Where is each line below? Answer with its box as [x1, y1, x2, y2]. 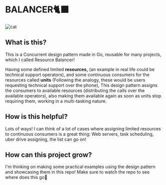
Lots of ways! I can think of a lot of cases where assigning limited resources [5, 125, 161, 132]
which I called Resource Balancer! [5, 57, 75, 63]
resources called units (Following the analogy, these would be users [5, 77, 146, 83]
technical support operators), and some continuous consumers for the [5, 72, 150, 78]
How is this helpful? [5, 112, 68, 121]
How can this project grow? [5, 150, 92, 159]
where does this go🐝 [5, 175, 48, 181]
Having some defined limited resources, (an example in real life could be [5, 66, 155, 72]
